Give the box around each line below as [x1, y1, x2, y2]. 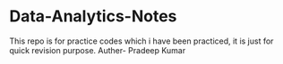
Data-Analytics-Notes [9, 6, 177, 27]
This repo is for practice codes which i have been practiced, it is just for [9, 36, 274, 46]
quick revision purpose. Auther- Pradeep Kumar [9, 44, 186, 55]
